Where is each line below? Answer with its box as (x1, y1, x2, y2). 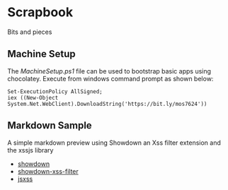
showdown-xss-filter (17, 167, 79, 175)
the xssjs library (7, 146, 54, 154)
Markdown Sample (7, 119, 92, 131)
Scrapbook (7, 4, 73, 20)
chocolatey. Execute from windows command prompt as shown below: (7, 74, 214, 83)
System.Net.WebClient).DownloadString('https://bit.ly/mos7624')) (7, 100, 207, 107)
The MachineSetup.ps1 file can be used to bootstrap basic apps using (7, 66, 211, 75)
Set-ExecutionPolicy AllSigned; (7, 88, 103, 95)
